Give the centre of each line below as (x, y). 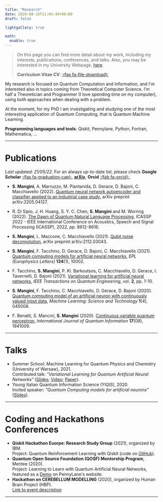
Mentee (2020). (28, 463)
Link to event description (37, 490)
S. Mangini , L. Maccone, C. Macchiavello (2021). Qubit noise (73, 236)
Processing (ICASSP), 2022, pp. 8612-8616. (56, 227)
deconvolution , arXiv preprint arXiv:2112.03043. (60, 241)
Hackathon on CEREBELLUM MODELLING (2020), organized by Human (84, 479)
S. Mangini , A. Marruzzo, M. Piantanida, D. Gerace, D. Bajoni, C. (76, 186)
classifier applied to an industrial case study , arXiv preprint (71, 197)
